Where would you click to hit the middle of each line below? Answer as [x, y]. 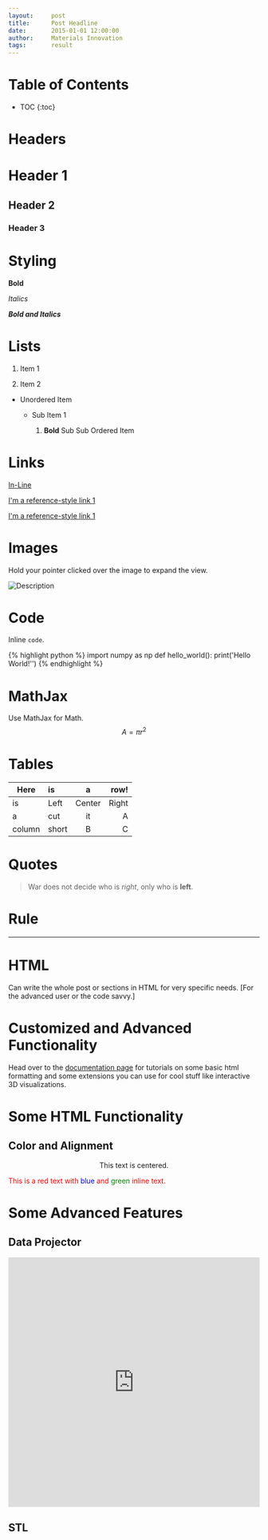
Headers [37, 139]
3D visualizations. [37, 1084]
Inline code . [26, 640]
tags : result [41, 46]
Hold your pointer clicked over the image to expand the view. [108, 570]
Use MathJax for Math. [46, 718]
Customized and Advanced [100, 1028]
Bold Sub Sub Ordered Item [89, 430]
